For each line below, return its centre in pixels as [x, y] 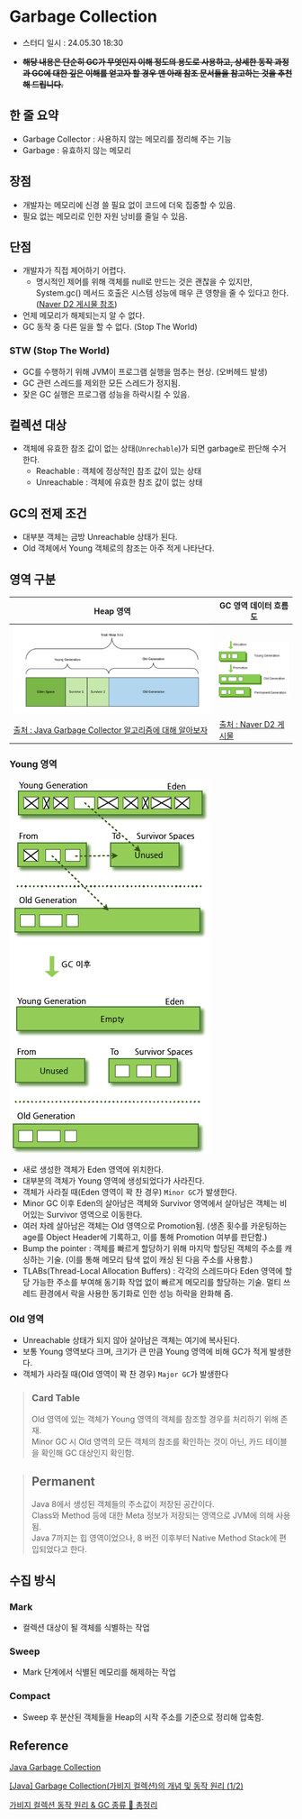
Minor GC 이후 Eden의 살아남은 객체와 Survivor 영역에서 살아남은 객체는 [150, 1203]
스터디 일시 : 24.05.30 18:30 [73, 42]
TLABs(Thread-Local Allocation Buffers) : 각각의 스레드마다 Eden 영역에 [152, 1271]
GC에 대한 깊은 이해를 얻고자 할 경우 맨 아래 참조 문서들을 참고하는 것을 [154, 73]
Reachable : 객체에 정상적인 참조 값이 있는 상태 [119, 471]
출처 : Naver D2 [247, 725]
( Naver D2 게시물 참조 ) [76, 305]
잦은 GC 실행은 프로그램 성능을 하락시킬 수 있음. [106, 394]
